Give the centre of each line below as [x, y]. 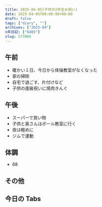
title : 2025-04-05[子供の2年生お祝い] [41, 9]
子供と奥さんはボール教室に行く [44, 124]
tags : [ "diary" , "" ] [26, 23]
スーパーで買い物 [29, 117]
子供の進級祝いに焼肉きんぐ [40, 88]
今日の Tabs [23, 199]
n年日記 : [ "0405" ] [23, 32]
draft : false [18, 18]
